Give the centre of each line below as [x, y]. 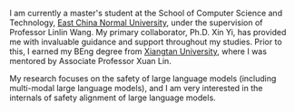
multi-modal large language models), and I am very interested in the [136, 88]
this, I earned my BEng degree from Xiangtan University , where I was [138, 51]
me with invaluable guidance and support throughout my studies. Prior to [146, 42]
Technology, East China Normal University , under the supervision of [136, 23]
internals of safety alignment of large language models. [113, 98]
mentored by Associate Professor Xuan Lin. [91, 61]
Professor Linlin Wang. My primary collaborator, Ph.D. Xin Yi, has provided [148, 32]
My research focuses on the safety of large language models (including [143, 79]
